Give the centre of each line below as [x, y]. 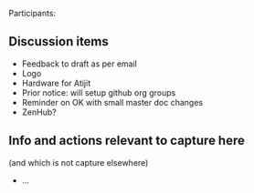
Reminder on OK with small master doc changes [112, 102]
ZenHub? [39, 112]
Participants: [32, 13]
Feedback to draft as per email [79, 64]
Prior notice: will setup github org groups [99, 92]
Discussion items [58, 41]
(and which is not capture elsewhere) [79, 162]
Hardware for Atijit [56, 83]
